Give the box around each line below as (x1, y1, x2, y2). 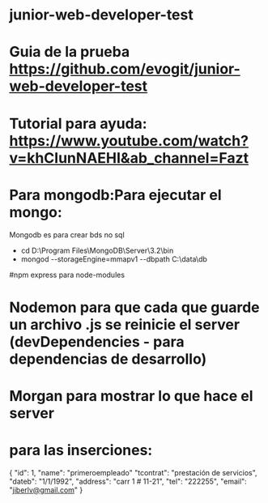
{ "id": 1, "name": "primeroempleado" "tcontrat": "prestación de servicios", (9, 467, 257, 477)
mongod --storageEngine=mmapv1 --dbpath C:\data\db (20, 254, 207, 264)
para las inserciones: (9, 441, 153, 459)
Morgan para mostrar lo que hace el (9, 386, 253, 405)
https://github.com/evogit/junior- (9, 60, 241, 79)
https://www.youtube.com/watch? (9, 131, 249, 150)
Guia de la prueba (9, 43, 130, 62)
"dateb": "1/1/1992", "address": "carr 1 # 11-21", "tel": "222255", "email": (9, 476, 248, 486)
